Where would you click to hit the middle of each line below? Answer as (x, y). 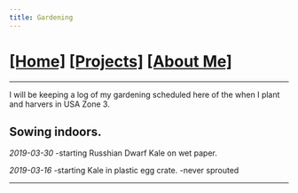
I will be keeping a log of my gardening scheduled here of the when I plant (145, 94)
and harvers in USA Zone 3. (60, 104)
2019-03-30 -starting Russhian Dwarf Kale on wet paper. (113, 153)
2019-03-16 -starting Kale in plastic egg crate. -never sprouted (124, 171)
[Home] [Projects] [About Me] (121, 61)
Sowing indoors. (55, 131)
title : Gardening (41, 17)
